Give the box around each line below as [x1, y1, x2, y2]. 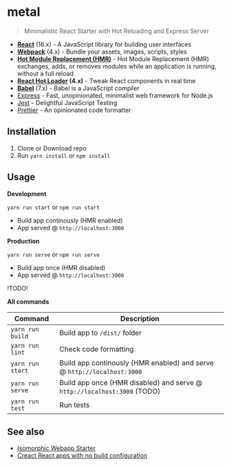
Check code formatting [59, 344, 134, 354]
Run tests [59, 400, 90, 410]
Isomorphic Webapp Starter [16, 444, 96, 452]
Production [7, 236, 40, 245]
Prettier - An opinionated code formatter [16, 106, 132, 114]
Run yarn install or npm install [16, 151, 111, 159]
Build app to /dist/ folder [59, 328, 142, 337]
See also [7, 425, 45, 437]
